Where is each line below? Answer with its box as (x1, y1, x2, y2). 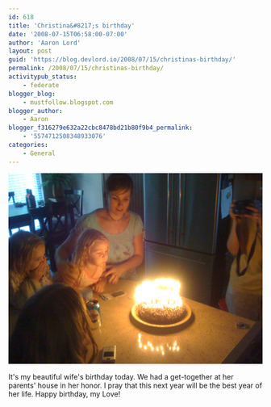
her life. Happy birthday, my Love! (8, 388, 121, 399)
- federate (23, 81, 60, 89)
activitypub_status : (8, 73, 78, 81)
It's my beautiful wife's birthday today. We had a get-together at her (8, 371, 234, 381)
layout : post (8, 47, 52, 56)
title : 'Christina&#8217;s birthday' (8, 21, 135, 30)
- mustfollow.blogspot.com (23, 98, 114, 107)
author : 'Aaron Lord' (8, 39, 81, 47)
